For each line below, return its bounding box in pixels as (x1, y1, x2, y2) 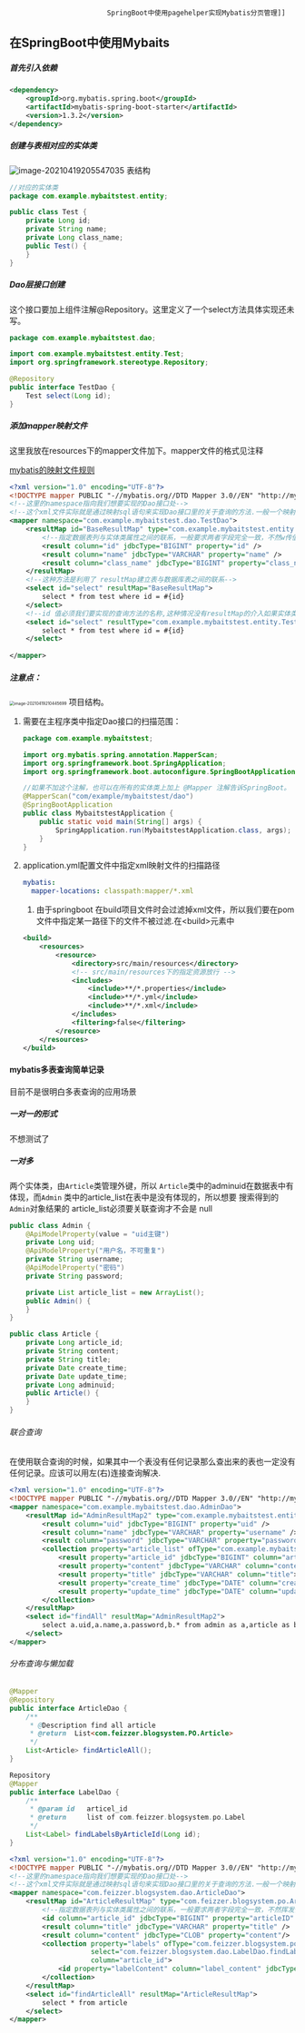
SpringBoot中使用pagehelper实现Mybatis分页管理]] (106, 8, 286, 17)
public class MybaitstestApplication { (22, 809, 174, 819)
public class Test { (9, 208, 88, 217)
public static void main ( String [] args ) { (39, 817, 202, 826)
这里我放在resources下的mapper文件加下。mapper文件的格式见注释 (9, 445, 264, 456)
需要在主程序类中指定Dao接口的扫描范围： (22, 715, 182, 726)
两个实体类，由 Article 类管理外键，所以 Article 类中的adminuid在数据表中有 (9, 1180, 294, 1191)
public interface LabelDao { (9, 1787, 120, 1797)
